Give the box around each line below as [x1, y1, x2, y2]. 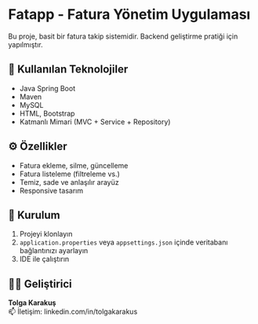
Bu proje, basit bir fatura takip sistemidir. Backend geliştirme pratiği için [8, 31, 238, 41]
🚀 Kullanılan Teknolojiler [8, 63, 129, 76]
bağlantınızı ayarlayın [19, 246, 89, 256]
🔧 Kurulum [8, 208, 60, 222]
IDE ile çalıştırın [19, 254, 70, 264]
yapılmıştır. [8, 39, 43, 49]
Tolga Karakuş [8, 298, 56, 307]
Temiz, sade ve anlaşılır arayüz [19, 177, 119, 186]
